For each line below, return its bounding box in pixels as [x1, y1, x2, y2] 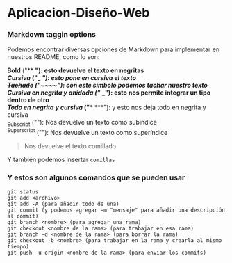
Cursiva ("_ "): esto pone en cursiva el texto [7, 74, 137, 82]
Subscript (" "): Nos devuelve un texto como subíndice [7, 118, 158, 128]
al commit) [7, 213, 39, 220]
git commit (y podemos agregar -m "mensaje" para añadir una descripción [7, 207, 226, 214]
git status [7, 189, 39, 196]
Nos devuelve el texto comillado [24, 141, 117, 150]
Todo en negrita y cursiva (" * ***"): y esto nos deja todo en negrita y [7, 103, 206, 112]
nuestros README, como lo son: [7, 53, 100, 61]
